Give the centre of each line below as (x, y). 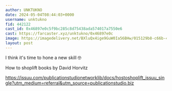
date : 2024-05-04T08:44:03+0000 (40, 15)
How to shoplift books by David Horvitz (47, 68)
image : (12, 39)
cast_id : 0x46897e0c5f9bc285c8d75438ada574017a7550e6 (64, 29)
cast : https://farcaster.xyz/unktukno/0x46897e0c (59, 34)
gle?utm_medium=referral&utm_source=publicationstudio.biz (70, 83)
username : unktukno (26, 19)
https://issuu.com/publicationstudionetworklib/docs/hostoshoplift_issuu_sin (85, 77)
